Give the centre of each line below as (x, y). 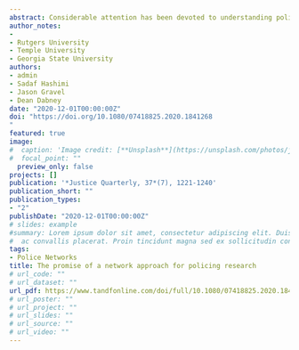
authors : (25, 68)
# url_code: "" (37, 274)
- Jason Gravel (37, 92)
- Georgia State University (61, 59)
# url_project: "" (43, 307)
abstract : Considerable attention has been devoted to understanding (141, 17)
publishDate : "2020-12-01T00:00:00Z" (79, 216)
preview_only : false (55, 167)
